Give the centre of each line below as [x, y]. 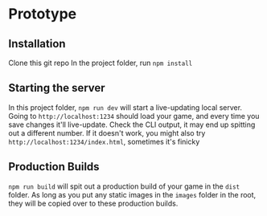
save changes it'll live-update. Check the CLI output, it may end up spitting [132, 124]
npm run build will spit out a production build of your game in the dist [124, 186]
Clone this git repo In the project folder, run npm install [101, 63]
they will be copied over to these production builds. [93, 203]
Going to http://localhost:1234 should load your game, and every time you [134, 116]
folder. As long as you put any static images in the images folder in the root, [132, 194]
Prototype [43, 14]
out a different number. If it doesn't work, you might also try [107, 132]
